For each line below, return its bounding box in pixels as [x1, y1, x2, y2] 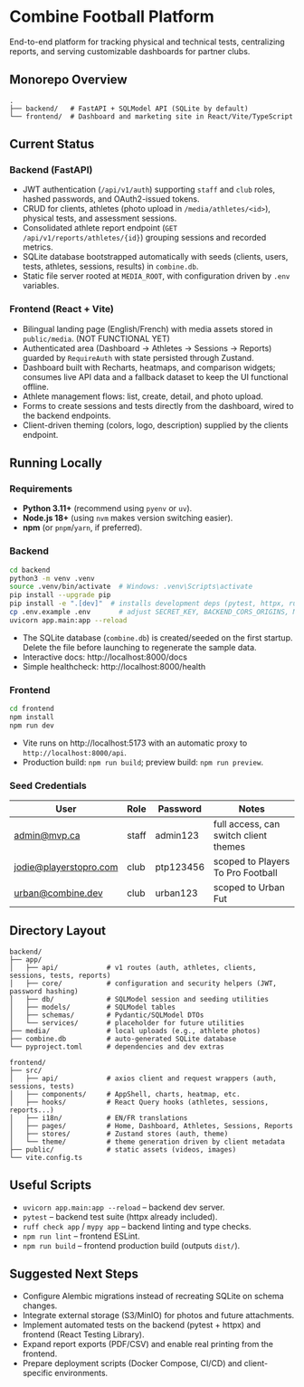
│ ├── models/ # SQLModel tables [9, 1002, 176, 1012]
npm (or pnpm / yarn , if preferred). [22, 522, 143, 533]
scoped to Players [213, 855, 290, 868]
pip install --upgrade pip [9, 591, 111, 600]
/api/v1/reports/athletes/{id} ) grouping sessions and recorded [22, 233, 267, 243]
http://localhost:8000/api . [22, 746, 127, 757]
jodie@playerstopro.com [14, 861, 119, 874]
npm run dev [9, 721, 54, 730]
